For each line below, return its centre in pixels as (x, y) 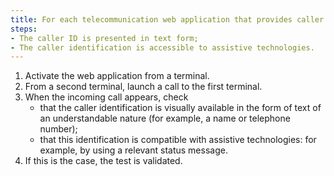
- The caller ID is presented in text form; (104, 38)
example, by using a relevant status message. (133, 150)
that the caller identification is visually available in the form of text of (180, 108)
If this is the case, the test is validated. (103, 161)
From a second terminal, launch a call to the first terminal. (143, 87)
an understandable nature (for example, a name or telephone (165, 118)
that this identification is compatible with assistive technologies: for (178, 140)
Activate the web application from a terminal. (117, 76)
